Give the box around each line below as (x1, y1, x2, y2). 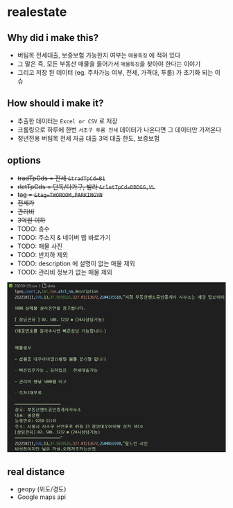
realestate (7, 4, 67, 20)
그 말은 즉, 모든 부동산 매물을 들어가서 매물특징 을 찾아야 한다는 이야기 (17, 60, 201, 68)
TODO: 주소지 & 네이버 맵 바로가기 (17, 233, 111, 241)
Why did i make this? (7, 32, 99, 44)
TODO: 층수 (17, 225, 50, 233)
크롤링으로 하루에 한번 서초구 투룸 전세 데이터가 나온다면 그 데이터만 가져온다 (17, 125, 222, 134)
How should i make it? (7, 98, 104, 110)
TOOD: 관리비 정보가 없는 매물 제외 (17, 268, 113, 276)
